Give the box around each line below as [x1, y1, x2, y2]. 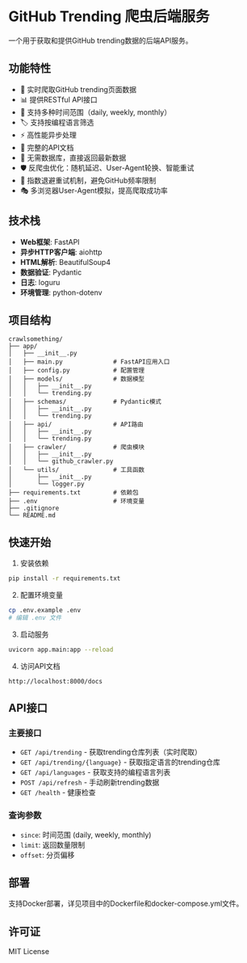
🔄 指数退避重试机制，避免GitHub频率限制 [19, 175, 157, 185]
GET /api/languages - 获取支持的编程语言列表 [19, 767, 171, 777]
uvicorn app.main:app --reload [8, 646, 114, 654]
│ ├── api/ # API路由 [8, 421, 144, 429]
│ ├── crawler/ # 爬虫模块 [8, 444, 145, 452]
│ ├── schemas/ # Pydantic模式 [8, 397, 161, 406]
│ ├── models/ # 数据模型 [8, 375, 145, 384]
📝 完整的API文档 [19, 142, 74, 152]
